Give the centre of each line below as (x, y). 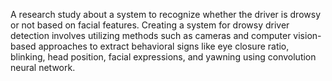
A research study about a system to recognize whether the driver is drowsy (166, 14)
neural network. (43, 67)
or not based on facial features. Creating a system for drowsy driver (150, 25)
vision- (307, 35)
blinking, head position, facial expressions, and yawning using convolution (163, 57)
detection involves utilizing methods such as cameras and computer (151, 35)
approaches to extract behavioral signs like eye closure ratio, (164, 46)
